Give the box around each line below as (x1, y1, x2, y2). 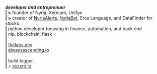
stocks (5, 20, 19, 26)
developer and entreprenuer (5, 5, 66, 10)
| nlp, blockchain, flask (5, 31, 52, 37)
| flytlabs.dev (5, 42, 33, 47)
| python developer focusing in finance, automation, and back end (5, 26, 142, 32)
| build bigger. (5, 58, 34, 63)
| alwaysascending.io (5, 47, 49, 53)
